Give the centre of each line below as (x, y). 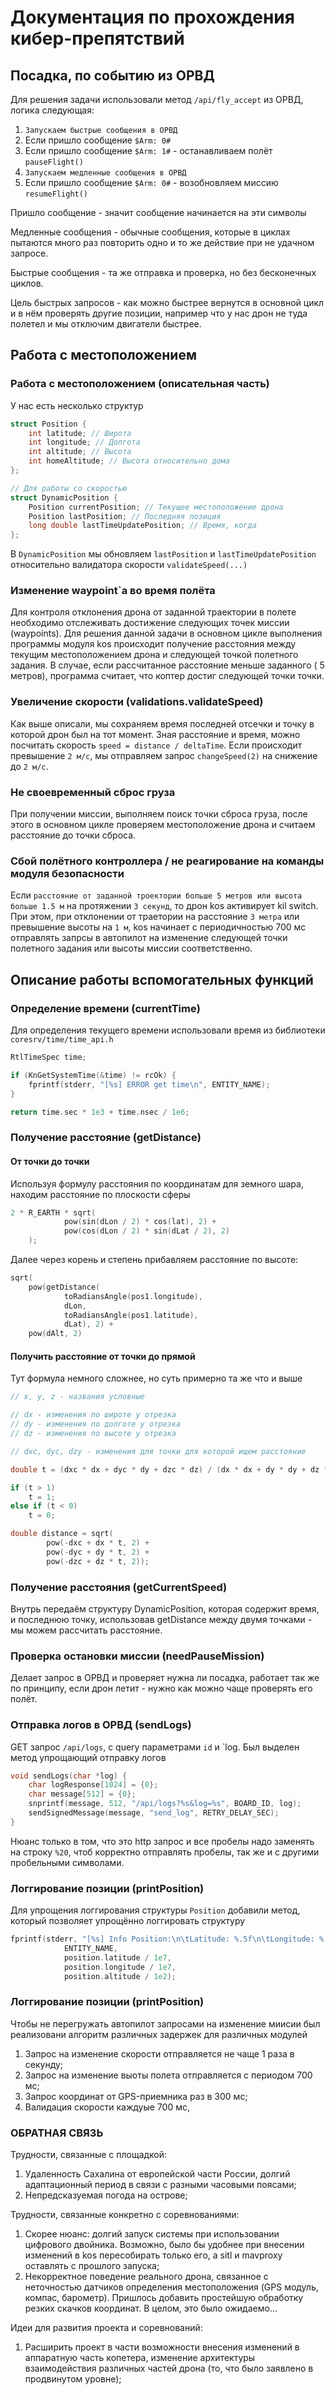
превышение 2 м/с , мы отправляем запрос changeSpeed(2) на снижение (164, 755)
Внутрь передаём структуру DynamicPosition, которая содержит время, (165, 1608)
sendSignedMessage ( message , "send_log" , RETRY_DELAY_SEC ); (154, 1813)
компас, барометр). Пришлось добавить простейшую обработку (164, 2298)
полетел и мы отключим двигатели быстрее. (106, 324)
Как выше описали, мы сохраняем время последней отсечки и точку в (162, 723)
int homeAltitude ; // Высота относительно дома (129, 461)
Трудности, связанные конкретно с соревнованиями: (125, 2215)
